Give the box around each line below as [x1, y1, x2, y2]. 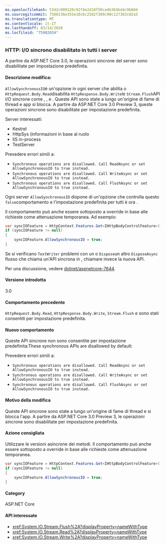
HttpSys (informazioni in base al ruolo [12, 131, 89, 137]
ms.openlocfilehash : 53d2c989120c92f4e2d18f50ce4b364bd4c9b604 [5, 7, 138, 12]
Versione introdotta [5, 277, 46, 283]
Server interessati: [5, 116, 42, 122]
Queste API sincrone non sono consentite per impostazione [5, 338, 126, 344]
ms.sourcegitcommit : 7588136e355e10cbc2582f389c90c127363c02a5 [5, 12, 138, 17]
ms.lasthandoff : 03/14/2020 [5, 26, 63, 31]
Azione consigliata [5, 430, 44, 436]
